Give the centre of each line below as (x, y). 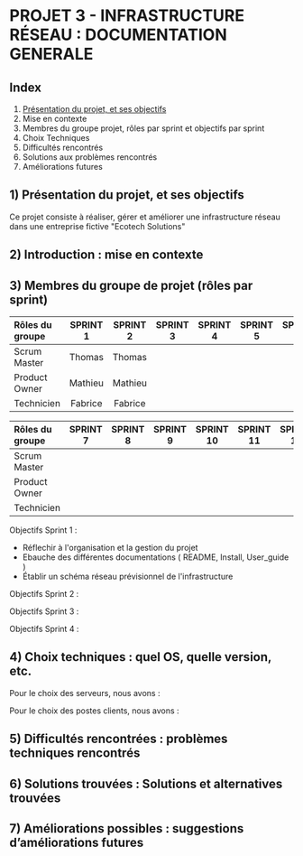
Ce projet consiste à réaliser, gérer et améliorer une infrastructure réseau (145, 217)
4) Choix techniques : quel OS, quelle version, (141, 657)
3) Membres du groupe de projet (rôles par (131, 285)
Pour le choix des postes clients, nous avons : (94, 711)
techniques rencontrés (75, 754)
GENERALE (51, 54)
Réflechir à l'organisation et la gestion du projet (110, 548)
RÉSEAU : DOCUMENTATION (118, 35)
